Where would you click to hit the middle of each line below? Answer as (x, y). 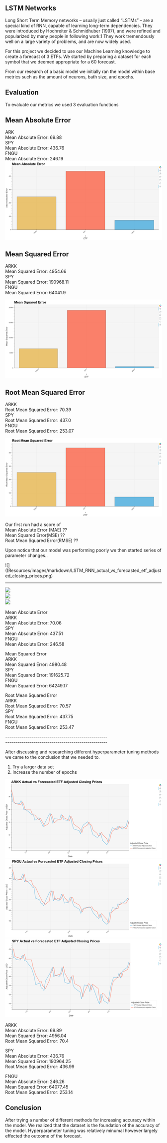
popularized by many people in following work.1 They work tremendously (80, 36)
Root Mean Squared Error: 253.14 (39, 1092)
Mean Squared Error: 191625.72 (37, 675)
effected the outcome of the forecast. (43, 1136)
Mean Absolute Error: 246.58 (35, 644)
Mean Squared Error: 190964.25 (38, 1062)
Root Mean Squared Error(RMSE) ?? (42, 541)
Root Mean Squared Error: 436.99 (40, 1067)
